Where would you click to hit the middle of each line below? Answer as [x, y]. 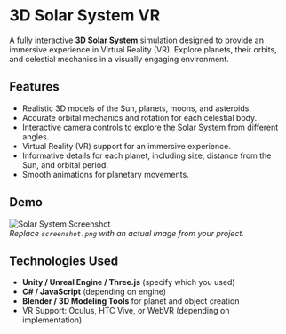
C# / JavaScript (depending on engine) [94, 292]
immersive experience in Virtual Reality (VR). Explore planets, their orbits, [143, 49]
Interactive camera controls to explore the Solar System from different [150, 127]
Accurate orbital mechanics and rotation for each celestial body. [139, 117]
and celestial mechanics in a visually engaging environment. [119, 59]
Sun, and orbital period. [65, 164]
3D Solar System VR [85, 16]
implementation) [52, 320]
